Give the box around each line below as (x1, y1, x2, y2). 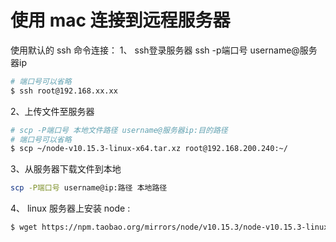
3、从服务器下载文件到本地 (10, 163, 122, 175)
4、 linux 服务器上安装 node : (10, 202, 131, 215)
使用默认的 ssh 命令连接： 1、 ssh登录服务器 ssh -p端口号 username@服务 (10, 44, 318, 56)
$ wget (10, 222, 38, 233)
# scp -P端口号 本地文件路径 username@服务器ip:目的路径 (10, 125, 228, 135)
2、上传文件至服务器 (10, 105, 95, 117)
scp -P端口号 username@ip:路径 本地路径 (10, 183, 168, 193)
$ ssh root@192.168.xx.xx (10, 86, 118, 96)
